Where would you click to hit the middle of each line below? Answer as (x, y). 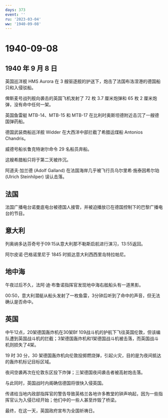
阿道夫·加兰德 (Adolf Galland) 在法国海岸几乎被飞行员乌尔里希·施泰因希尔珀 (82, 171)
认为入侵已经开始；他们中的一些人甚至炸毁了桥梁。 (66, 400)
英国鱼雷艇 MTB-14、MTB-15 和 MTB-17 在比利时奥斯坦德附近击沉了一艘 (80, 115)
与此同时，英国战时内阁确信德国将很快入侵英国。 (55, 383)
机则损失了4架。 (22, 345)
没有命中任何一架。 (33, 105)
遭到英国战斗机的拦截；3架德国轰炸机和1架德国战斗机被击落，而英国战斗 (84, 338)
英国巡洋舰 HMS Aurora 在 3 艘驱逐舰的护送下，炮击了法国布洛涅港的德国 (81, 81)
